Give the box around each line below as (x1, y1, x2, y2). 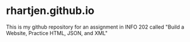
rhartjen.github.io (6, 4, 95, 17)
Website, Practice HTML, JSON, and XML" (6, 29, 108, 36)
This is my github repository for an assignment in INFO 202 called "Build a (6, 23, 185, 30)
